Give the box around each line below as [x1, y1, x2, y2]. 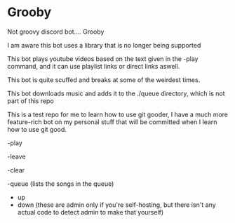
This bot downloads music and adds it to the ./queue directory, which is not [7, 89, 226, 97]
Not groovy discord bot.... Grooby [7, 27, 105, 36]
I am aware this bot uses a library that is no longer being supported [7, 41, 201, 49]
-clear [7, 165, 25, 174]
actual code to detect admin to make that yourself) [17, 208, 164, 216]
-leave [7, 152, 26, 161]
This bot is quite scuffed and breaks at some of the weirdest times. [7, 75, 201, 84]
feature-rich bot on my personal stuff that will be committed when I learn [7, 117, 217, 126]
